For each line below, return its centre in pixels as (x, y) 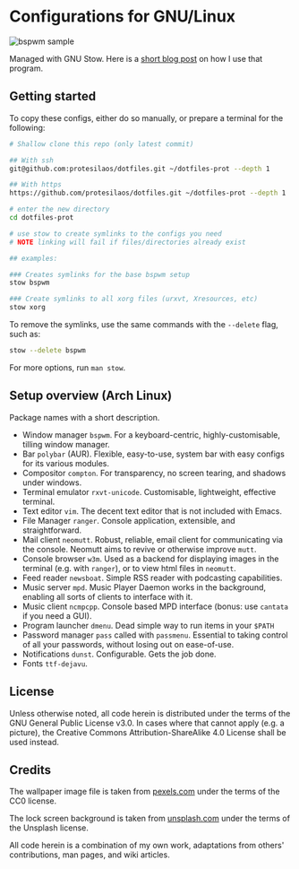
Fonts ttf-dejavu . (55, 663)
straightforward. (52, 530)
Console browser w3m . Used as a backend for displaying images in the (150, 559)
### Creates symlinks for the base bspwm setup (100, 274)
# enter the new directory (60, 209)
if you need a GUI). (57, 615)
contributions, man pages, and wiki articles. (90, 855)
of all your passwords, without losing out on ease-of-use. (128, 644)
